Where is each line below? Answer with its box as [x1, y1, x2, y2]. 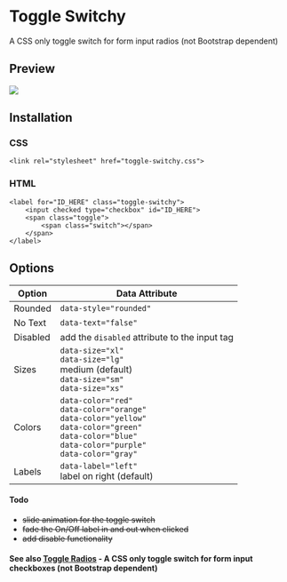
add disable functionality [21, 533, 113, 544]
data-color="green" [60, 422, 142, 432]
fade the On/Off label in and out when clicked [21, 523, 189, 534]
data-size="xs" [60, 383, 124, 393]
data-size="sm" [60, 374, 124, 384]
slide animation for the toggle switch [21, 514, 155, 525]
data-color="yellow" [60, 413, 147, 423]
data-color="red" [60, 395, 133, 405]
